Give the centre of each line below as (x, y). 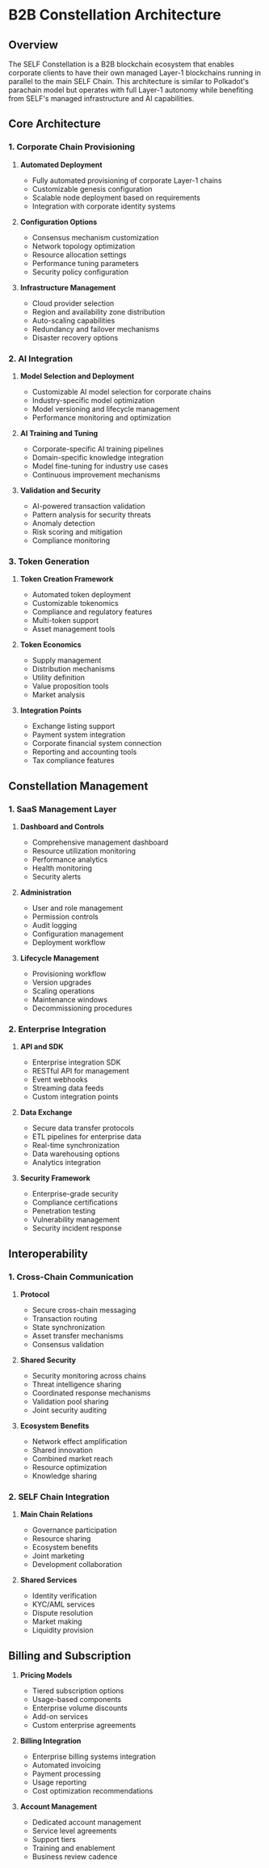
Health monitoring (62, 868)
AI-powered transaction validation (88, 506)
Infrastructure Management (68, 287)
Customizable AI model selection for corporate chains (122, 392)
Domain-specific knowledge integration (98, 457)
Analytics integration (66, 1163)
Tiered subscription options (78, 1691)
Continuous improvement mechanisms (96, 474)
